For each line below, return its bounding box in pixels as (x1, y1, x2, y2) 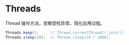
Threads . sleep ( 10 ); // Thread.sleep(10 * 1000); (5, 34, 111, 40)
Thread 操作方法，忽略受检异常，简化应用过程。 (5, 20, 105, 26)
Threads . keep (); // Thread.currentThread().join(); (5, 30, 124, 35)
